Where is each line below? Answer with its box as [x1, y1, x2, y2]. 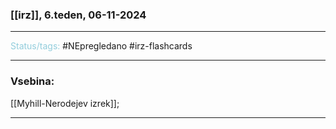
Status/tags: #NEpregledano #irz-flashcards [10, 40, 193, 52]
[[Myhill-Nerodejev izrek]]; [10, 97, 120, 109]
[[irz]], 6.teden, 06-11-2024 [10, 8, 147, 22]
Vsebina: [10, 74, 55, 88]
